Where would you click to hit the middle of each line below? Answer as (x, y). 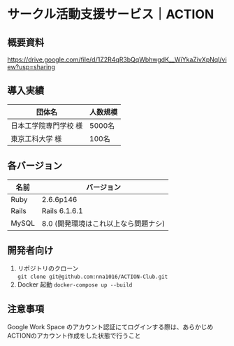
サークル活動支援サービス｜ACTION (111, 14)
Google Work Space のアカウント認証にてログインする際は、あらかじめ (110, 327)
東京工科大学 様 (36, 138)
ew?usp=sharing (31, 67)
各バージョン (35, 166)
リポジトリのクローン (48, 268)
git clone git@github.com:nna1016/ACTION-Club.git (93, 277)
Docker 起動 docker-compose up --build (75, 284)
